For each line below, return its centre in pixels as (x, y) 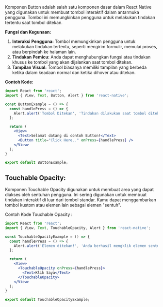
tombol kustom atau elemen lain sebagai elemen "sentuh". (63, 205)
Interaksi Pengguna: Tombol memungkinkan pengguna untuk (74, 41)
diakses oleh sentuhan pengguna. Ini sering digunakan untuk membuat (76, 195)
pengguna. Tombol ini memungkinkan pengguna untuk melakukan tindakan (80, 17)
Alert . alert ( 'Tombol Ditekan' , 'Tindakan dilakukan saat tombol (80, 113)
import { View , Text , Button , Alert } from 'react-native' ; (67, 95)
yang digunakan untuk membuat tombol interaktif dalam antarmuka (72, 12)
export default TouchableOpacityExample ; (48, 300)
